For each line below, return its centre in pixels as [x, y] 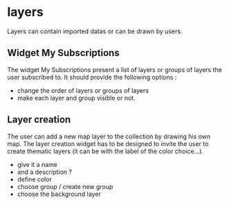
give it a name [37, 164]
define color [34, 179]
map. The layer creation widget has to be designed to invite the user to [108, 143]
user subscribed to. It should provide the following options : [92, 77]
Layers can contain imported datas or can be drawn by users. [95, 31]
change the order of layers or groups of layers [83, 90]
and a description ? [45, 172]
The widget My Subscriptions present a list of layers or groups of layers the [115, 69]
